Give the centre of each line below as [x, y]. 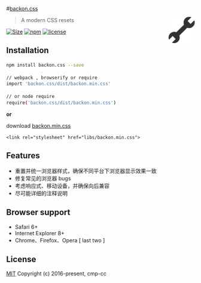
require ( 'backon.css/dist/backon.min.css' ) [61, 103]
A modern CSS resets [48, 20]
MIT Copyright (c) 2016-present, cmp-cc [56, 273]
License [21, 259]
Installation [28, 50]
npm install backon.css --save [45, 65]
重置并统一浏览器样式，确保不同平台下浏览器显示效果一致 [86, 171]
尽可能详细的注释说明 [41, 193]
